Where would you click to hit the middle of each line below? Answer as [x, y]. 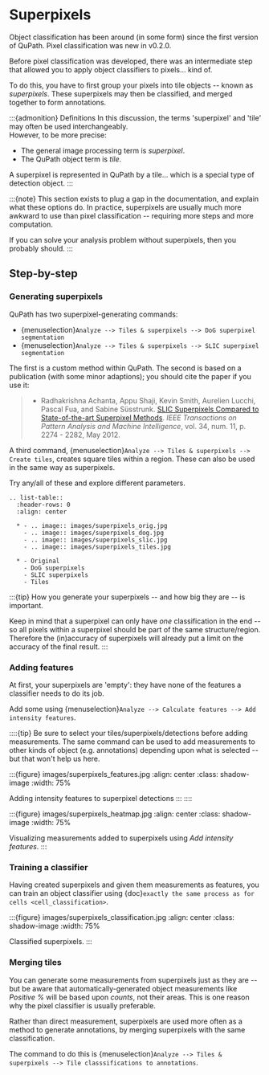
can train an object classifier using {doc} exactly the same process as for [132, 893]
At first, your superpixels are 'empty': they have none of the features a [125, 685]
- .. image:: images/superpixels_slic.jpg [96, 540]
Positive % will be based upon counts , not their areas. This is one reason [129, 997]
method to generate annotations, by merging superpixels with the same [127, 1029]
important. [26, 605]
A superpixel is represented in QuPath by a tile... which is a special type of [132, 174]
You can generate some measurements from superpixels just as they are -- [133, 980]
